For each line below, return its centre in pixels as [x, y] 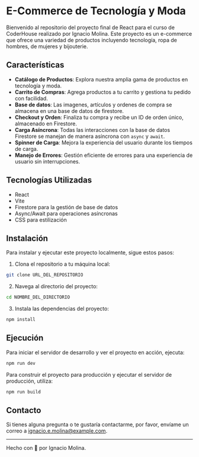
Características [35, 65]
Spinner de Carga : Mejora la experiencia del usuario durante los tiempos [103, 142]
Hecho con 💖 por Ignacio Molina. [46, 448]
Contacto [24, 410]
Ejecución [25, 338]
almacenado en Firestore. [46, 124]
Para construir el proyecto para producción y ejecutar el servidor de [89, 374]
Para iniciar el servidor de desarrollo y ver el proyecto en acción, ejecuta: [95, 352]
